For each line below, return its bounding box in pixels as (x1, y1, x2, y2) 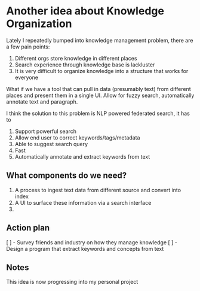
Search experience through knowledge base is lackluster (14, 61, 155, 68)
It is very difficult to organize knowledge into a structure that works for (14, 67, 189, 74)
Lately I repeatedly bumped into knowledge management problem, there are (6, 37, 193, 44)
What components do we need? (6, 171, 127, 181)
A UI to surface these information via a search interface (14, 199, 152, 206)
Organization (6, 17, 72, 31)
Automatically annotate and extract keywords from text (14, 153, 150, 160)
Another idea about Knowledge (6, 4, 164, 18)
